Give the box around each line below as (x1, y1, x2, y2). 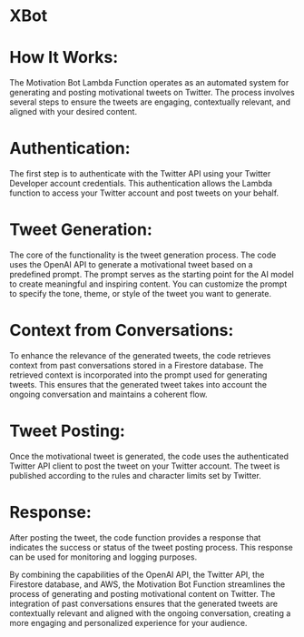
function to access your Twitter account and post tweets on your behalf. (9, 187, 279, 198)
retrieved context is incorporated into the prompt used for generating (9, 369, 268, 380)
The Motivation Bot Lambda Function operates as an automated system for (9, 77, 289, 88)
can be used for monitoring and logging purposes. (9, 551, 198, 562)
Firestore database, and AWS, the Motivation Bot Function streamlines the (9, 579, 286, 590)
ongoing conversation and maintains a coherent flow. (9, 389, 208, 399)
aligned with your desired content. (9, 106, 138, 117)
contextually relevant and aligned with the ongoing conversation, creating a (9, 607, 291, 619)
